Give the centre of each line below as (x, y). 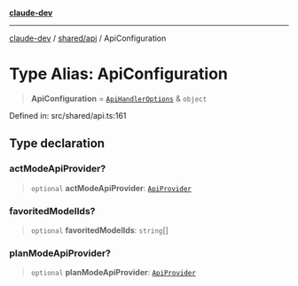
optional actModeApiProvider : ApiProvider (111, 188)
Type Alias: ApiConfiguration (119, 74)
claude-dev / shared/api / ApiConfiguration (88, 38)
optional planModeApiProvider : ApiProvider (114, 273)
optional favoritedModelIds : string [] (99, 230)
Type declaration (57, 144)
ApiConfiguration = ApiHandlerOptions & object (119, 98)
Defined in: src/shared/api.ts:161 (68, 115)
